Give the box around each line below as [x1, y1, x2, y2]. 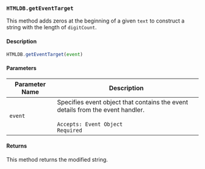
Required [57, 127, 82, 134]
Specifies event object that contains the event [57, 98, 189, 106]
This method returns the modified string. [6, 156, 108, 163]
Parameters [6, 64, 37, 71]
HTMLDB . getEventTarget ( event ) [6, 51, 84, 57]
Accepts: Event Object [57, 121, 123, 128]
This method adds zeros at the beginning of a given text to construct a [6, 17, 185, 24]
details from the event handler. [57, 106, 145, 114]
